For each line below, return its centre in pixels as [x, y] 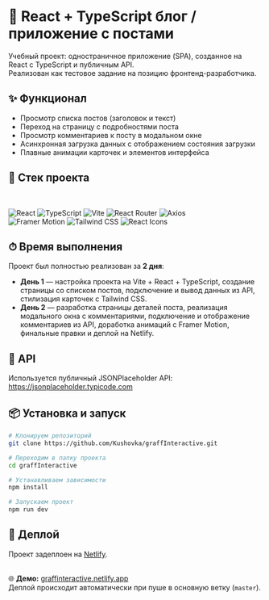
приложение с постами [91, 34]
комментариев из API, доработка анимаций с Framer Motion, [124, 325]
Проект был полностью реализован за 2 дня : [87, 266]
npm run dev [28, 510]
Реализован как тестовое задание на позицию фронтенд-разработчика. [132, 73]
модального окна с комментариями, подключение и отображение [135, 316]
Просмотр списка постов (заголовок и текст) [98, 118]
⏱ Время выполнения [66, 247]
